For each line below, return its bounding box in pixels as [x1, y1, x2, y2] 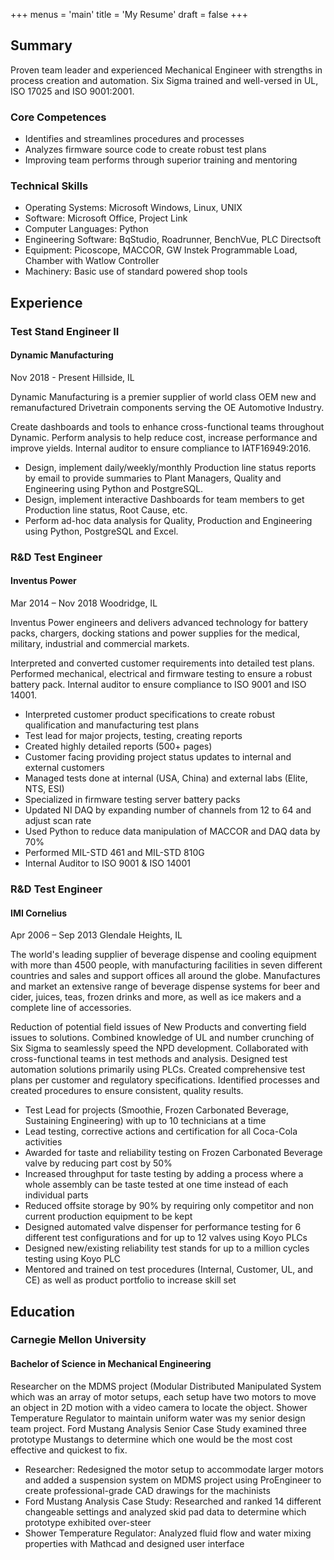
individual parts [24, 1189, 89, 1201]
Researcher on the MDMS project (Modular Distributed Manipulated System [10, 1380, 322, 1392]
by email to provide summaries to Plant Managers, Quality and [24, 472, 282, 484]
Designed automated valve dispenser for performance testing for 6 [24, 1221, 302, 1233]
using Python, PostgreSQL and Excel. [24, 525, 179, 537]
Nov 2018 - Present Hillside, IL [10, 371, 135, 383]
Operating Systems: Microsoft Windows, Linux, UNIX [24, 202, 243, 214]
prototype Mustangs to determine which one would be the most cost [10, 1433, 293, 1445]
